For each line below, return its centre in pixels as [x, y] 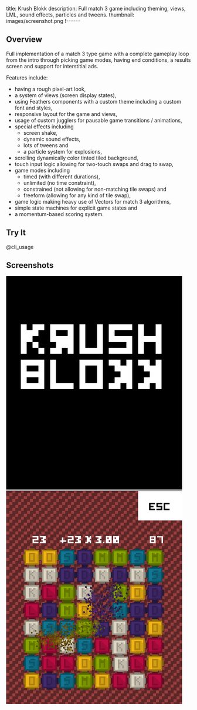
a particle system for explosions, [63, 151]
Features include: [27, 77]
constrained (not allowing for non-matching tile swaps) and [95, 189]
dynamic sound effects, [52, 139]
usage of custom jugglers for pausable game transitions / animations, [98, 120]
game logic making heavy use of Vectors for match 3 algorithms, [93, 201]
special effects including [44, 127]
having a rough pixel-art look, [50, 89]
